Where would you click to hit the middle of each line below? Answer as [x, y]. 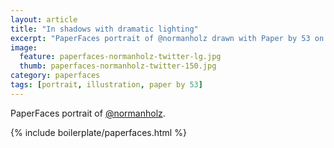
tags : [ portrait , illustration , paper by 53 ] [106, 85]
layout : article [44, 19]
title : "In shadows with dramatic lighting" [104, 29]
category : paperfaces [55, 76]
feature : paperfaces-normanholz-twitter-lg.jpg [120, 57]
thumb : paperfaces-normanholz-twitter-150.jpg [118, 66]
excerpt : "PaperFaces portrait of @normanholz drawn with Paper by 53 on [167, 38]
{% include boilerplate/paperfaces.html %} [98, 132]
